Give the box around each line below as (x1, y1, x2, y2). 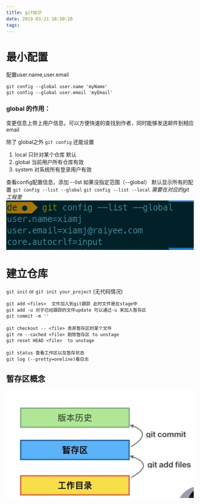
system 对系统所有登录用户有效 (14, 165, 92, 173)
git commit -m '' (6, 313, 49, 319)
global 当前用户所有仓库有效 (14, 158, 85, 165)
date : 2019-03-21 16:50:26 (6, 15, 73, 22)
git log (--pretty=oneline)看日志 (6, 356, 89, 362)
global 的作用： (6, 105, 51, 113)
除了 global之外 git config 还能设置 (6, 138, 94, 145)
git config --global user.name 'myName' (6, 84, 108, 90)
